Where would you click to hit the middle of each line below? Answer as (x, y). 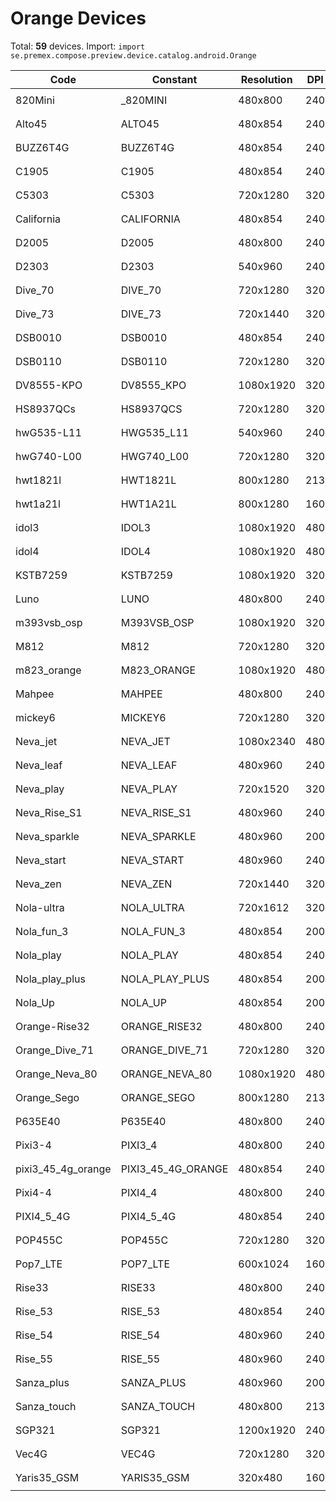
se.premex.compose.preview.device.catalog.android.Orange (133, 55)
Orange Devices (78, 18)
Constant (174, 79)
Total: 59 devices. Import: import (78, 46)
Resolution (266, 79)
